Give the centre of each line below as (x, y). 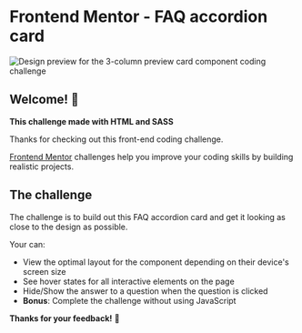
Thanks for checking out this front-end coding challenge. (116, 139)
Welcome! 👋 (44, 100)
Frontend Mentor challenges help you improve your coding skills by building (151, 156)
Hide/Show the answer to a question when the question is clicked (145, 291)
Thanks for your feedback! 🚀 (65, 318)
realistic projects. (42, 166)
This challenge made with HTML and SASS (92, 121)
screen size (44, 271)
